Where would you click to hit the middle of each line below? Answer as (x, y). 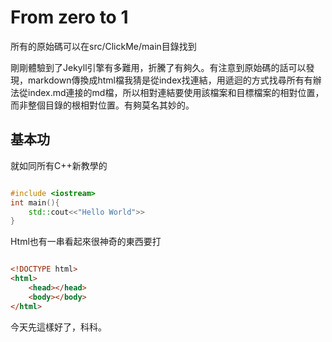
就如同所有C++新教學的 (59, 165)
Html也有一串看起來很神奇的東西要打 (86, 242)
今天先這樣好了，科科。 (58, 327)
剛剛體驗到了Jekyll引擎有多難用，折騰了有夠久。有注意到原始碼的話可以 (158, 67)
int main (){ (35, 202)
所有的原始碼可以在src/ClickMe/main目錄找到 (103, 46)
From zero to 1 (69, 17)
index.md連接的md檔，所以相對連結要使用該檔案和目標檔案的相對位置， (176, 92)
